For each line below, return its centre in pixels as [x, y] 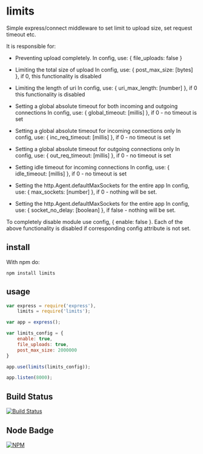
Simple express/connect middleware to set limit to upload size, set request [99, 28]
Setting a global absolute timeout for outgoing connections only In [98, 149]
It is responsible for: [31, 46]
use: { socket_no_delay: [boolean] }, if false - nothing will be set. [95, 210]
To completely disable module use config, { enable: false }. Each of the [95, 222]
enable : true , [35, 339]
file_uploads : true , [43, 344]
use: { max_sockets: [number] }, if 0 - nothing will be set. [86, 192]
